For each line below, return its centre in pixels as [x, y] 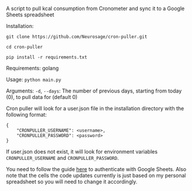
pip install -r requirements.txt [47, 57]
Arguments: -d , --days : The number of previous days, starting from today [94, 91]
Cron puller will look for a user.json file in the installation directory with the [95, 108]
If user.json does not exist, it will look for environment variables [82, 151]
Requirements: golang [32, 68]
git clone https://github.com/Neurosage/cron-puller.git [77, 37]
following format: [27, 115]
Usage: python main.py [34, 79]
